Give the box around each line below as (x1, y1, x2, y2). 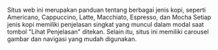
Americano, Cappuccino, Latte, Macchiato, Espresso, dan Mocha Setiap (7, 13, 212, 21)
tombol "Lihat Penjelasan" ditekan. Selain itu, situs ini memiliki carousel (7, 27, 209, 36)
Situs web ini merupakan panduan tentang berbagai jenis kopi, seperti (7, 6, 206, 14)
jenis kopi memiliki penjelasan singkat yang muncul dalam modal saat (7, 21, 204, 28)
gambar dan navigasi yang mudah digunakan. (7, 35, 137, 43)
